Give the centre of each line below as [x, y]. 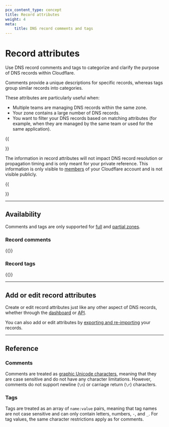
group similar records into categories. [44, 88]
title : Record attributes [32, 15]
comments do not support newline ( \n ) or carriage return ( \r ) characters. [81, 384]
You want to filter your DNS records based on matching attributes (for [84, 118]
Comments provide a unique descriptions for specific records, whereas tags [84, 83]
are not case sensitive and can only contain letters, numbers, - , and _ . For [82, 414]
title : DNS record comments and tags [54, 29]
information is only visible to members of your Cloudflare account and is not [84, 169]
